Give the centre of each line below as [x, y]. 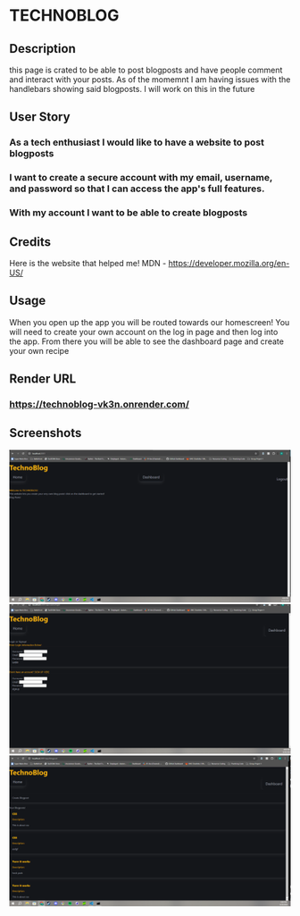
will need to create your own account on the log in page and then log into [144, 332]
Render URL [43, 379]
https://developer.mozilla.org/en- [229, 263]
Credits [30, 242]
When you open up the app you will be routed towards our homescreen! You [150, 322]
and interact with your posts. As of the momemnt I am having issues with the [150, 80]
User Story [40, 117]
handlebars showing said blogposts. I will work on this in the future [132, 89]
